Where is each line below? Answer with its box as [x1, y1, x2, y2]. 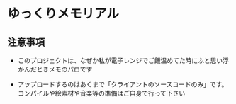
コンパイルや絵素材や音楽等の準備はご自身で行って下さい [17, 89, 186, 97]
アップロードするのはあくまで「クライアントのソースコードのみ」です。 [17, 80, 228, 88]
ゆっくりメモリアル [7, 6, 119, 22]
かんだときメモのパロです [17, 65, 93, 74]
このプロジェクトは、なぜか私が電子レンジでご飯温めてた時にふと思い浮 [17, 57, 229, 64]
